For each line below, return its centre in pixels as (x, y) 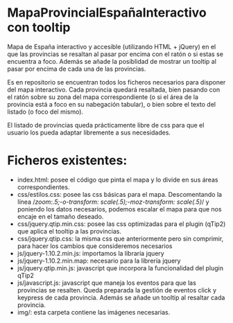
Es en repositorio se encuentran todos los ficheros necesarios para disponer (116, 82)
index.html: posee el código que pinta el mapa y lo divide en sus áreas (118, 180)
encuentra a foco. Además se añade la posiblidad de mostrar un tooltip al (112, 61)
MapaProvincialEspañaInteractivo (107, 13)
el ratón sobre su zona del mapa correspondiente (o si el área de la (103, 97)
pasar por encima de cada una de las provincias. (77, 69)
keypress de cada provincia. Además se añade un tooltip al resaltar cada (121, 297)
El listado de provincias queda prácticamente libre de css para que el (106, 125)
